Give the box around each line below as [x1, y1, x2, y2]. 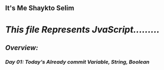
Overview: [5, 43, 38, 52]
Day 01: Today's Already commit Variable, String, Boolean [5, 58, 150, 65]
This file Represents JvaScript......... [5, 24, 160, 35]
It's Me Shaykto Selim [5, 4, 74, 12]
